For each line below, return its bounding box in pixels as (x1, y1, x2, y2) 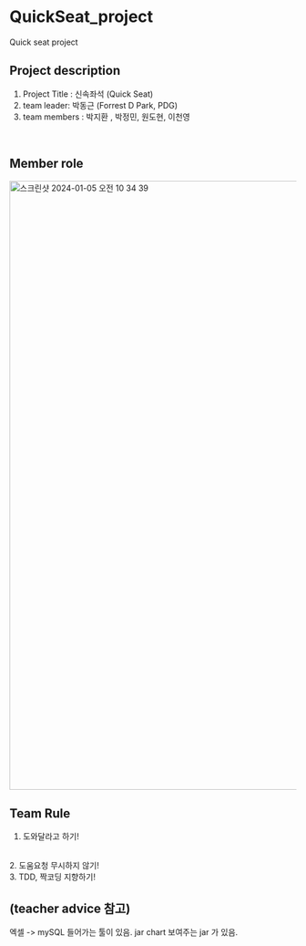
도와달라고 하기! (22, 831, 79, 842)
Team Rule (9, 806, 71, 821)
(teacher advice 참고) (9, 900, 131, 916)
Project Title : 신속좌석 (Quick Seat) (22, 88, 154, 99)
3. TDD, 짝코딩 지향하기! (9, 871, 97, 882)
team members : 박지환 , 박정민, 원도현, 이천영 (22, 111, 191, 122)
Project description (9, 63, 121, 78)
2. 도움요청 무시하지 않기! (9, 860, 100, 871)
